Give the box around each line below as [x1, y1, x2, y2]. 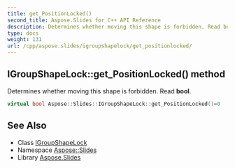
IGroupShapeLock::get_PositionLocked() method [7, 68, 226, 80]
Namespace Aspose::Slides [17, 146, 97, 154]
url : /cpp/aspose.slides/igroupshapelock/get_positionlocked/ [7, 43, 192, 49]
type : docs [7, 29, 39, 37]
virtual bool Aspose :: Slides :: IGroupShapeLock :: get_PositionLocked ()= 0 [7, 100, 220, 107]
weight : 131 [7, 36, 42, 43]
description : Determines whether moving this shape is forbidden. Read [7, 23, 220, 30]
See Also [7, 120, 47, 132]
